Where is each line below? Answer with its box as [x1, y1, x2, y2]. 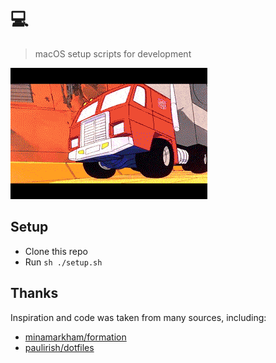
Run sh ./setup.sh [24, 256, 103, 268]
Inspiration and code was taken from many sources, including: [10, 311, 267, 323]
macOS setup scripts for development [34, 47, 192, 60]
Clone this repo [24, 245, 88, 257]
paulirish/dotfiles [24, 341, 95, 353]
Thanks [10, 285, 59, 302]
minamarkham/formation [24, 331, 127, 343]
